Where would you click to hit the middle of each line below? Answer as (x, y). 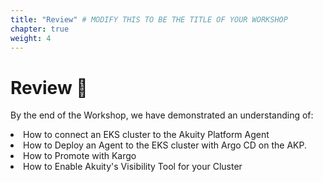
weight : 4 (31, 38)
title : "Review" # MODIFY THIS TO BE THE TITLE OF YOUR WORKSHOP (149, 19)
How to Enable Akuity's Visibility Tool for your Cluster (133, 167)
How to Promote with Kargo (80, 156)
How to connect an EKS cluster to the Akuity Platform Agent (146, 135)
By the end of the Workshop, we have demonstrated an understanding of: (162, 115)
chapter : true (40, 29)
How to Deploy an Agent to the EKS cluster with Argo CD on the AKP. (165, 145)
